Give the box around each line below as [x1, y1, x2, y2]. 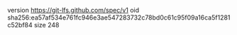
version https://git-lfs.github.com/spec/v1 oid [7, 6, 140, 14]
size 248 [34, 21, 60, 29]
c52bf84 [7, 21, 33, 29]
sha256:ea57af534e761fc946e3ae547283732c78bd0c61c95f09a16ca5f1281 [7, 13, 231, 22]
